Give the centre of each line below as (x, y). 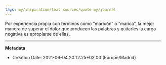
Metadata (15, 48)
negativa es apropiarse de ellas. (38, 34)
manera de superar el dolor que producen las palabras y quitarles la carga (81, 29)
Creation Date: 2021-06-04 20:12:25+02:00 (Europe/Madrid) (74, 57)
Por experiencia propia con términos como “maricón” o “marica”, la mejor (80, 23)
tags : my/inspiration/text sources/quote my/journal (61, 10)
